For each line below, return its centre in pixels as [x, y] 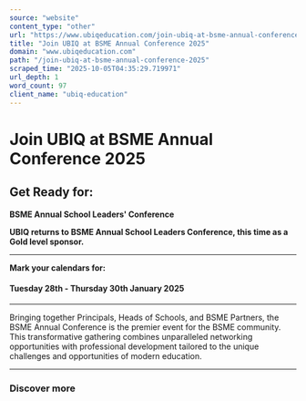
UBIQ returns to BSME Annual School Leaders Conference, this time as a [149, 231]
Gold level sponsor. [47, 242]
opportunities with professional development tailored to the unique [134, 346]
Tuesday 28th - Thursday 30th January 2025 [97, 289]
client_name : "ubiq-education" [69, 94]
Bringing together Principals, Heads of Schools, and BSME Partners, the [144, 317]
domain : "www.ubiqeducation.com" [73, 52]
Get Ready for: [51, 192]
